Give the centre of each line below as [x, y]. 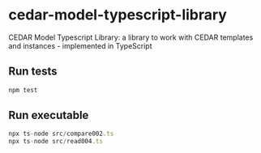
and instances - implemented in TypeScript [80, 45]
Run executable [49, 115]
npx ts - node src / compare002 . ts [61, 134]
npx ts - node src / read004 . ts [56, 142]
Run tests [33, 72]
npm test [23, 90]
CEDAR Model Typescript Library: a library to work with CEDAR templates [131, 37]
